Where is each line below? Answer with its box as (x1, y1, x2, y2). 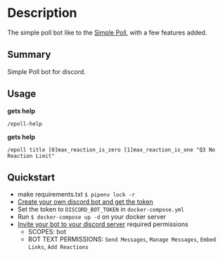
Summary (7, 49, 51, 61)
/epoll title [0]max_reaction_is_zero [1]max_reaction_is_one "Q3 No (7, 146, 216, 153)
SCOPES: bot (27, 228, 67, 236)
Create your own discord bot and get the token (17, 197, 153, 206)
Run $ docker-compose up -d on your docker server (17, 213, 167, 221)
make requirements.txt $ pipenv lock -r (17, 190, 136, 199)
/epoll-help (7, 120, 42, 128)
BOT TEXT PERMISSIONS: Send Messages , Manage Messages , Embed (27, 235, 217, 244)
